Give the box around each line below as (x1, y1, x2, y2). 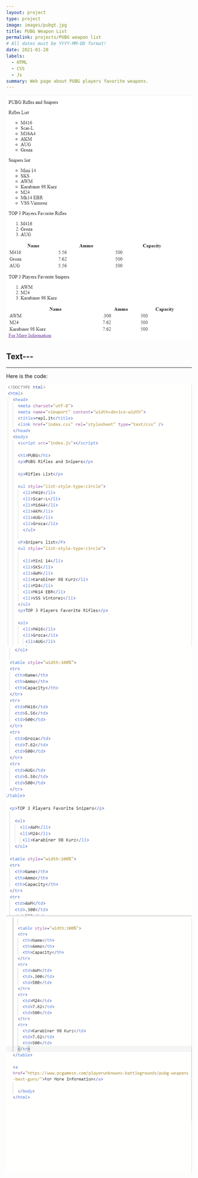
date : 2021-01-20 (6, 47, 49, 53)
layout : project (6, 9, 46, 15)
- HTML (11, 59, 28, 65)
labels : (6, 53, 25, 59)
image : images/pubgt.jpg (6, 22, 67, 28)
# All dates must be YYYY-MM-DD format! (6, 41, 107, 47)
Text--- (6, 352, 34, 362)
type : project (6, 15, 41, 22)
